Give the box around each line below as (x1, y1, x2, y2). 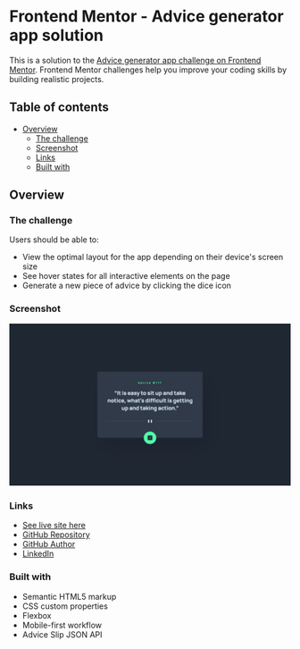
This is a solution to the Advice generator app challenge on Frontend (9, 55, 262, 65)
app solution (9, 25, 104, 46)
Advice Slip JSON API (21, 628, 103, 640)
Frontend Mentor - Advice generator (9, 6, 284, 27)
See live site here (21, 520, 87, 531)
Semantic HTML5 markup (21, 591, 117, 602)
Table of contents (9, 100, 109, 115)
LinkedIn (21, 548, 54, 560)
